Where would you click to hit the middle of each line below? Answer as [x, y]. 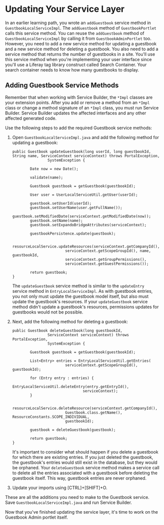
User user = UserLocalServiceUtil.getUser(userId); [84, 195]
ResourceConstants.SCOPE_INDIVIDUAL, [51, 417]
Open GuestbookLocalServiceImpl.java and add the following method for [86, 137]
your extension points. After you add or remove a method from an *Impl [77, 103]
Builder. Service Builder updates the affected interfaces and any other [76, 113]
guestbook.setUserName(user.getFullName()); [76, 208]
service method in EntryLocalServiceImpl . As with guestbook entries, [82, 291]
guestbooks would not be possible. [48, 312]
